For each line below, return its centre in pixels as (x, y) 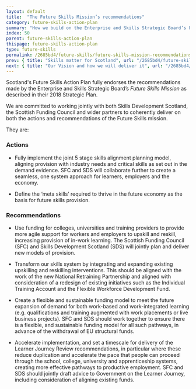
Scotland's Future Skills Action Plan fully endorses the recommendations (93, 82)
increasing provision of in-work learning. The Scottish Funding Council (99, 240)
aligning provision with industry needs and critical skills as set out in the (101, 164)
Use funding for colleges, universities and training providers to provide (99, 228)
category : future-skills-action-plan (52, 22)
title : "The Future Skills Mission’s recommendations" (75, 17)
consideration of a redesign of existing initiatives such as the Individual (100, 282)
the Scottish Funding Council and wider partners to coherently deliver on (93, 112)
